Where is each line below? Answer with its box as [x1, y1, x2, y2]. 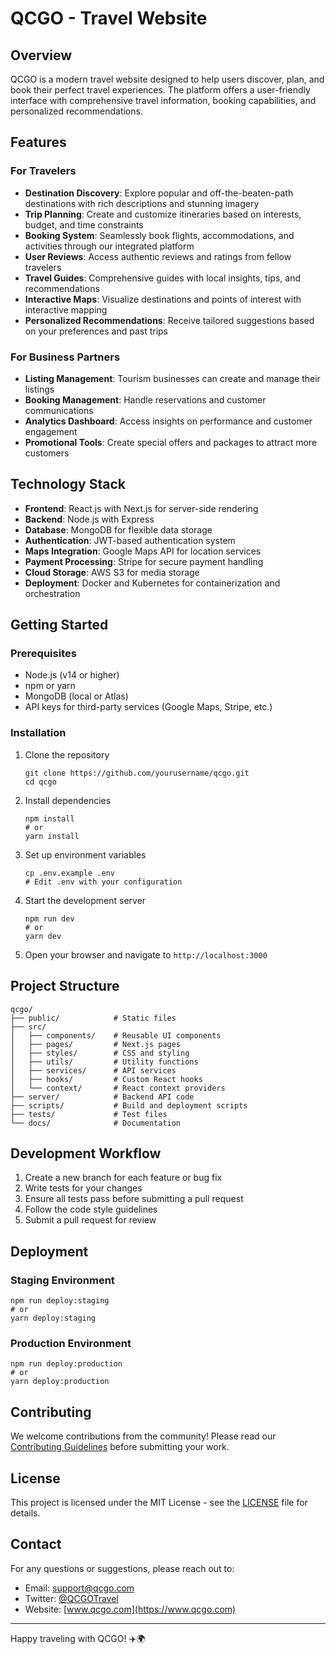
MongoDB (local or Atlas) [24, 690, 129, 702]
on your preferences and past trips [24, 325, 169, 337]
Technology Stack [10, 476, 126, 493]
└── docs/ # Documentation [10, 1118, 182, 1128]
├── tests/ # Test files [10, 1109, 168, 1119]
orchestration [24, 587, 81, 599]
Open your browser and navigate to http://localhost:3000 [24, 948, 268, 961]
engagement [24, 425, 78, 437]
